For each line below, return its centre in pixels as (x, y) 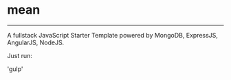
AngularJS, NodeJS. (36, 42)
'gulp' (15, 69)
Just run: (20, 55)
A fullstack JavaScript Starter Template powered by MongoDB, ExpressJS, (113, 35)
